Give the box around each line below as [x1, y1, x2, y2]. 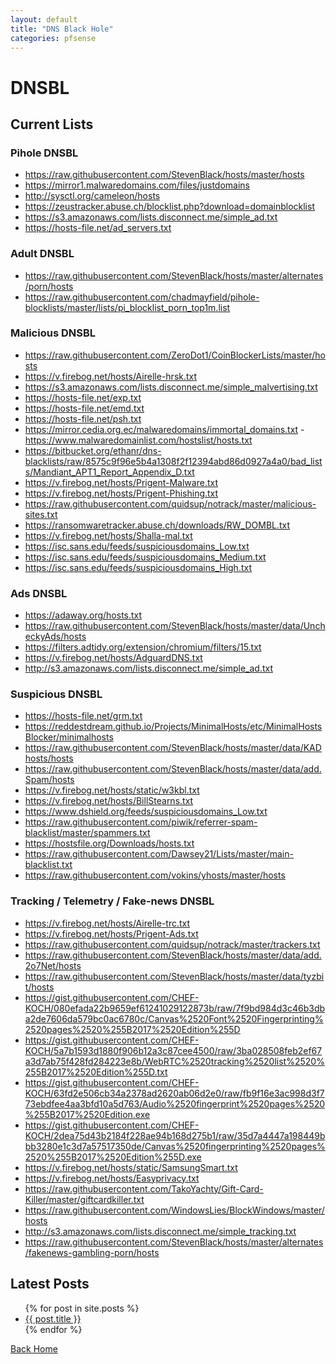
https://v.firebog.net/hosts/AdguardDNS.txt [24, 652, 203, 664]
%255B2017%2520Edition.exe [24, 1108, 151, 1120]
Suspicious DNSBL [10, 687, 103, 701]
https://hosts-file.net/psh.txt [24, 412, 142, 425]
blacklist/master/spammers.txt [24, 827, 151, 839]
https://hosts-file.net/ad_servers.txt [24, 222, 172, 234]
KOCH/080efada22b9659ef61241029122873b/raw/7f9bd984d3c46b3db [24, 1002, 326, 1014]
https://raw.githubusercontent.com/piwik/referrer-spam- [24, 816, 258, 828]
